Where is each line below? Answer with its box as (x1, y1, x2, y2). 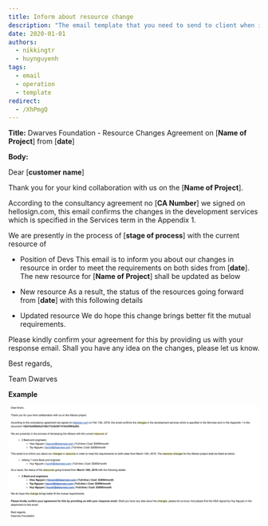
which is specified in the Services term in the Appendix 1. (8, 215, 197, 225)
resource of (8, 239, 46, 249)
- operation (15, 80, 56, 88)
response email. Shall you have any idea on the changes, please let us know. (8, 343, 260, 353)
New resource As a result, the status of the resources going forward (19, 287, 244, 296)
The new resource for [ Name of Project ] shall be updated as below (19, 272, 241, 281)
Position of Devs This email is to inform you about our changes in (19, 255, 235, 265)
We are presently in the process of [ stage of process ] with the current (8, 231, 240, 241)
